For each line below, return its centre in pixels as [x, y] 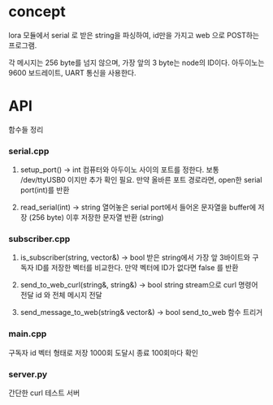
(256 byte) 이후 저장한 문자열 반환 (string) [96, 218]
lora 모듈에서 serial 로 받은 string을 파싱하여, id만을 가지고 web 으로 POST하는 [134, 35]
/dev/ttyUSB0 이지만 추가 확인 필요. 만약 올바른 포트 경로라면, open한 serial [141, 180]
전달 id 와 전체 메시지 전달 [61, 295]
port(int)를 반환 [45, 190]
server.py [28, 374]
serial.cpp [29, 151]
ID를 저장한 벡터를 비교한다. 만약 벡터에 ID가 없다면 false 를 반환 [137, 268]
